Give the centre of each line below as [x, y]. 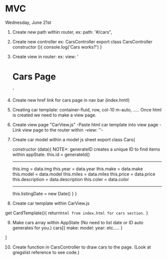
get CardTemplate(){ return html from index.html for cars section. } [77, 213]
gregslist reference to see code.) [46, 252]
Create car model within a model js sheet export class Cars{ [74, 139]
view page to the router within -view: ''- [63, 130]
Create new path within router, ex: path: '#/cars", [62, 32]
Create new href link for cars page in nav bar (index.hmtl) [71, 100]
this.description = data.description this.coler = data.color [71, 179]
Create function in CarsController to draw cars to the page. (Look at [82, 247]
